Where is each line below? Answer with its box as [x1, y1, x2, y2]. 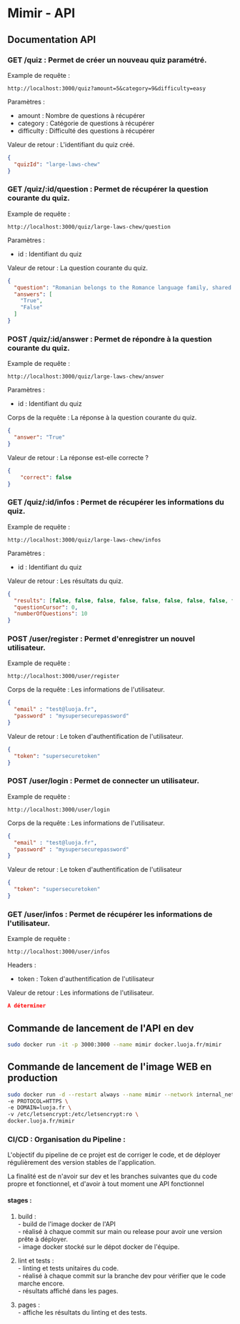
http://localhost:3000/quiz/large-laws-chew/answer [7, 373, 164, 380]
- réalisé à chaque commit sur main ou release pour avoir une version [17, 1227, 223, 1235]
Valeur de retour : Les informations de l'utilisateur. [7, 988, 154, 997]
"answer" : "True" [14, 434, 66, 441]
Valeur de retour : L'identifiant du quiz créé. [7, 140, 135, 149]
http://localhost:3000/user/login [7, 806, 111, 813]
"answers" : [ [14, 291, 53, 298]
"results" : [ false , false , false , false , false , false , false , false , [14, 597, 229, 604]
